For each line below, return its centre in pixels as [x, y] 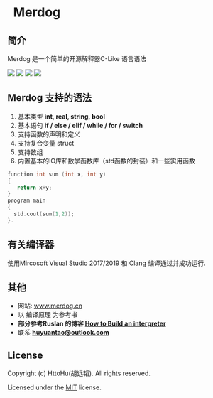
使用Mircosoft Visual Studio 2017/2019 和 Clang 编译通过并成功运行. [106, 263]
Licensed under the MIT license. [54, 387]
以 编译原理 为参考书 [48, 315]
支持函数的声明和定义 [49, 134]
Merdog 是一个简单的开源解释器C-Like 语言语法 [77, 59]
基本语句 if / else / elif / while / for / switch [80, 125]
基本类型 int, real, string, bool [61, 116]
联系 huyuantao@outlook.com [64, 333]
